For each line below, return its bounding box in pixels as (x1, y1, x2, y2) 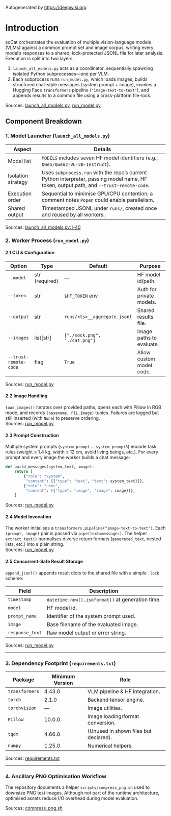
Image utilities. (87, 704, 122, 711)
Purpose (139, 262, 161, 270)
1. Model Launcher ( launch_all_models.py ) (5, 132, 110, 139)
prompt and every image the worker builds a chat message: (5, 454, 130, 461)
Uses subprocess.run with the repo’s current (41, 169, 147, 176)
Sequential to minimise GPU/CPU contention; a (41, 190, 153, 197)
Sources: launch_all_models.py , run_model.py (5, 102, 101, 108)
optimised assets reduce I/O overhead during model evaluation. (5, 795, 139, 801)
